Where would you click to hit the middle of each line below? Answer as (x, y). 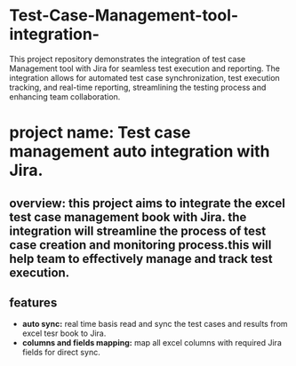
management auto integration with (140, 151)
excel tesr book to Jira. (64, 333)
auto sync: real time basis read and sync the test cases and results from (155, 324)
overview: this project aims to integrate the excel (148, 203)
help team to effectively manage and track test (141, 259)
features (33, 302)
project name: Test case (100, 133)
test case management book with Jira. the (128, 217)
